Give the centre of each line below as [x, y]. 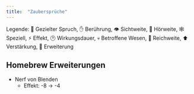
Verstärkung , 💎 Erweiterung [40, 46]
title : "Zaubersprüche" [37, 12]
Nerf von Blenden [36, 79]
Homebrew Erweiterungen [56, 65]
